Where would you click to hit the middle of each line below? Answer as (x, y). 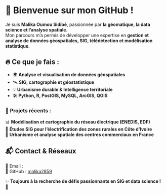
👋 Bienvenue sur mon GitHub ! (69, 10)
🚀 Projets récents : (28, 110)
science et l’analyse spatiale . (36, 29)
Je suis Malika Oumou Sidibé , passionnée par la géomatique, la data (78, 24)
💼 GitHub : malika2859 (29, 171)
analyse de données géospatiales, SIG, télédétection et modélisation (79, 41)
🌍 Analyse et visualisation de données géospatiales (69, 74)
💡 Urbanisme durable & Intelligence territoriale (63, 89)
